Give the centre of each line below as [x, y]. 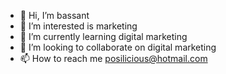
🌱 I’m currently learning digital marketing [103, 36]
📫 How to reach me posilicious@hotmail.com [113, 58]
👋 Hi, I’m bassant [54, 15]
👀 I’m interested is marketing [78, 26]
